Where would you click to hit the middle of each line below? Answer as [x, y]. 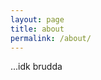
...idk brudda [36, 67]
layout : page [37, 19]
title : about [37, 29]
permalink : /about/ [51, 38]
